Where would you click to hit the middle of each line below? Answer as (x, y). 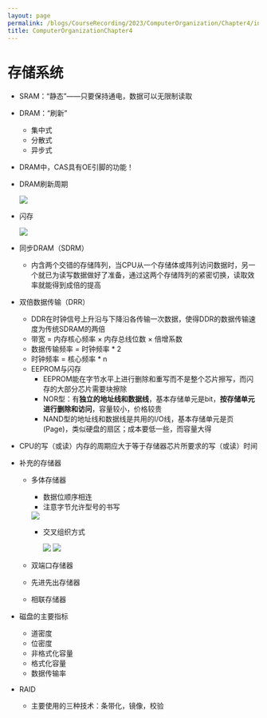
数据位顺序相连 (67, 497)
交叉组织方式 (64, 532)
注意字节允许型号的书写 (81, 507)
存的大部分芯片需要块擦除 (85, 389)
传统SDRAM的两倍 (75, 329)
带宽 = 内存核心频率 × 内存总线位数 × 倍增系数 (107, 339)
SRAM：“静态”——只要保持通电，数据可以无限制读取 (106, 96)
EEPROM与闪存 (56, 369)
